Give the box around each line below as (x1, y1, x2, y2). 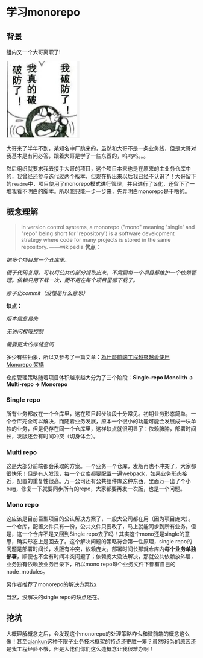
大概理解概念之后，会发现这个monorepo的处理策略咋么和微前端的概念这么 (6, 630, 190, 637)
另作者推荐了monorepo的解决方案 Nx (6, 580, 97, 588)
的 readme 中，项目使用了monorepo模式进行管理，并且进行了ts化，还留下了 (6, 180, 190, 187)
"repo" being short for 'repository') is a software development (20, 230, 175, 237)
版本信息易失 (6, 315, 38, 322)
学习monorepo (6, 5, 80, 19)
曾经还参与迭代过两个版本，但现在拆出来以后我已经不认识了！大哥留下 (22, 172, 196, 180)
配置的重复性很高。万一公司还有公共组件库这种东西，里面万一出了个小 (16, 478, 191, 485)
